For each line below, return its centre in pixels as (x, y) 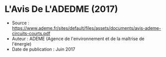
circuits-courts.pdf (31, 33)
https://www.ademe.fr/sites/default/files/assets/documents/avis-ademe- (86, 28)
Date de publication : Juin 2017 (43, 49)
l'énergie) (22, 44)
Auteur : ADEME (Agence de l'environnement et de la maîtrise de (78, 39)
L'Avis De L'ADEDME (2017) (61, 9)
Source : (20, 23)
